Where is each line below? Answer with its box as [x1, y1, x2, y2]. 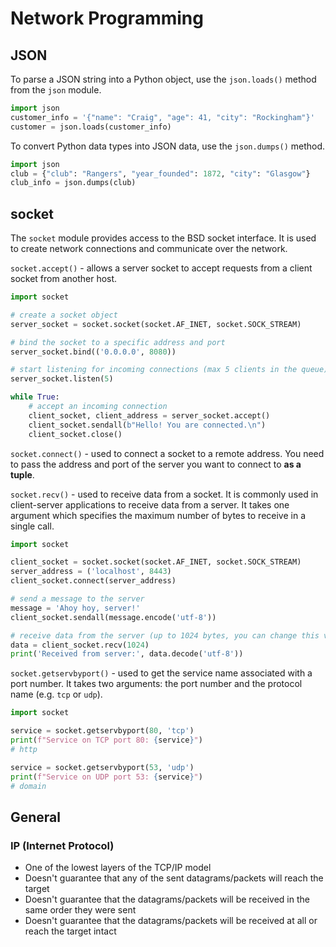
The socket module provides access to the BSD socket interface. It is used [10, 232, 317, 244]
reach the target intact [24, 925, 117, 937]
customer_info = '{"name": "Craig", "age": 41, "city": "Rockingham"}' [10, 112, 315, 122]
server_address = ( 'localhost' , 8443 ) [10, 567, 172, 577]
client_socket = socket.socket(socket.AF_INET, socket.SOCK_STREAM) [10, 557, 302, 567]
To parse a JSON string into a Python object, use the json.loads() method [10, 73, 317, 85]
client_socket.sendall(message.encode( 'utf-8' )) [10, 612, 217, 622]
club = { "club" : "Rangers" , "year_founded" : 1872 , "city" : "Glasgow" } [10, 168, 311, 179]
